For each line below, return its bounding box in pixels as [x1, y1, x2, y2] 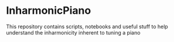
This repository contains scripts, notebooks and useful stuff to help [6, 23, 168, 30]
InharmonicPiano [6, 4, 91, 17]
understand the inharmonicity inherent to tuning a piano [6, 29, 141, 36]
